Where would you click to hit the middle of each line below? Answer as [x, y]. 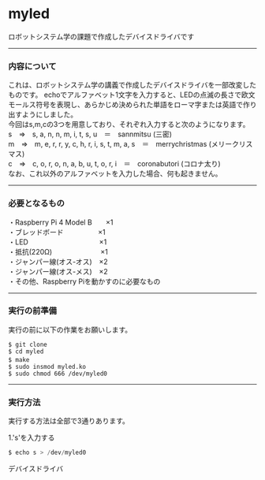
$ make [19, 359]
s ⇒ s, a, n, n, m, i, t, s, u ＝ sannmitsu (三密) [90, 134]
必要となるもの [37, 203]
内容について [32, 66]
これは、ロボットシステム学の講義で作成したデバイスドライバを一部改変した [132, 85]
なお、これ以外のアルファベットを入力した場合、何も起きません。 [115, 173]
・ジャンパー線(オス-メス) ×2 [58, 271]
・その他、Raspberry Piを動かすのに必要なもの [84, 281]
